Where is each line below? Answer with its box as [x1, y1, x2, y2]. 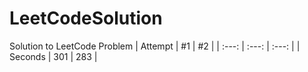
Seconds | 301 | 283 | [9, 50, 98, 62]
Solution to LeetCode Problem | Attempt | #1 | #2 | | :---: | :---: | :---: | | [9, 40, 301, 52]
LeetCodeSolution [9, 7, 163, 30]
